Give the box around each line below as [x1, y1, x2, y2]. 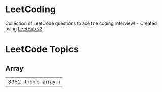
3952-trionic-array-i [8, 78, 60, 85]
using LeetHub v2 [5, 25, 43, 32]
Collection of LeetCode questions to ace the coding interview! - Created [5, 20, 157, 26]
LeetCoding [5, 4, 56, 15]
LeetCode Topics [5, 44, 79, 55]
